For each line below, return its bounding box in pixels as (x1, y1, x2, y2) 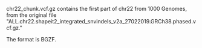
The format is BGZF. (6, 36, 56, 43)
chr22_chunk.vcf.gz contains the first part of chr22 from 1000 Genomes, (6, 5, 187, 12)
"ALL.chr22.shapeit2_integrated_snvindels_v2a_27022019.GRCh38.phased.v (6, 18, 197, 25)
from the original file (6, 11, 57, 19)
